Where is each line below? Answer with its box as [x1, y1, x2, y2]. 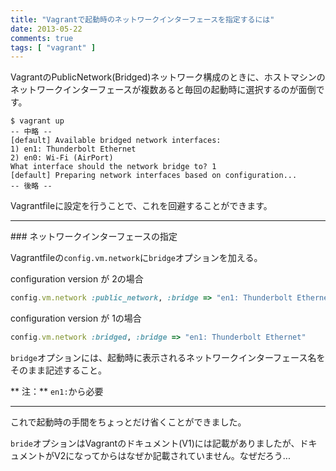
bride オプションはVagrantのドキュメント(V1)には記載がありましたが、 [10, 437, 300, 449]
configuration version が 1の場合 [10, 312, 142, 325]
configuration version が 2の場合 [10, 273, 144, 285]
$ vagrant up [10, 116, 65, 126]
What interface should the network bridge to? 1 [10, 162, 217, 172]
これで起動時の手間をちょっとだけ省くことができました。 [10, 416, 247, 428]
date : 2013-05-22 [10, 24, 83, 34]
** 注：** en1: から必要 [10, 386, 104, 397]
